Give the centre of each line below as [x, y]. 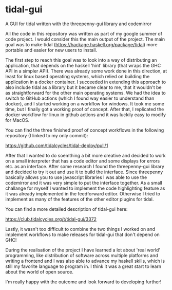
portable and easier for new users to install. [51, 50]
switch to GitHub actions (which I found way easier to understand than [80, 98]
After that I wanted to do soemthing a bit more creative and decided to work [85, 155]
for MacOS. [17, 120]
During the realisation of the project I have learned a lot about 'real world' [83, 250]
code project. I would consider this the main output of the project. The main [85, 39]
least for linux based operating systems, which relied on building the [78, 76]
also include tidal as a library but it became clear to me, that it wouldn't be [83, 87]
